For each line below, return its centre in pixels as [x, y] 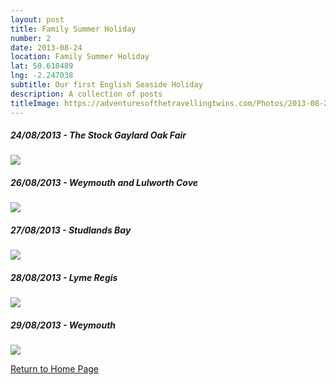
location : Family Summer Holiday [80, 57]
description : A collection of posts [86, 94]
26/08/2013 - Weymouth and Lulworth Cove [104, 183]
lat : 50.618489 [42, 66]
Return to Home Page [55, 369]
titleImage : [35, 103]
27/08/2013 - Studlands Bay [71, 230]
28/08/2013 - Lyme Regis [64, 277]
